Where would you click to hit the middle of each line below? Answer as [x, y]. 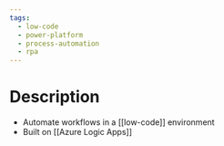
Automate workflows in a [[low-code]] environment [119, 122]
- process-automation [59, 43]
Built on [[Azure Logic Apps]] [77, 132]
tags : [20, 18]
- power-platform [51, 35]
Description [55, 97]
